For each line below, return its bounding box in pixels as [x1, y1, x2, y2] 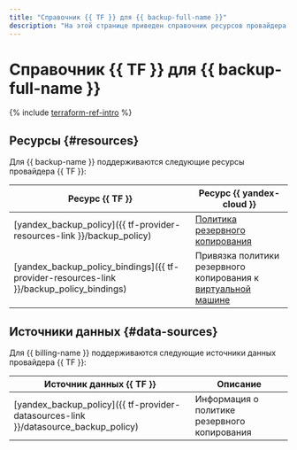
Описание [217, 378, 263, 391]
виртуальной [194, 283, 252, 295]
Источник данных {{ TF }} [43, 378, 156, 391]
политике [194, 404, 236, 416]
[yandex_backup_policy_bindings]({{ [13, 260, 165, 273]
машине [194, 294, 231, 306]
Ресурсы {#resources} [9, 133, 140, 148]
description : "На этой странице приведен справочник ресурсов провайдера [9, 21, 287, 30]
